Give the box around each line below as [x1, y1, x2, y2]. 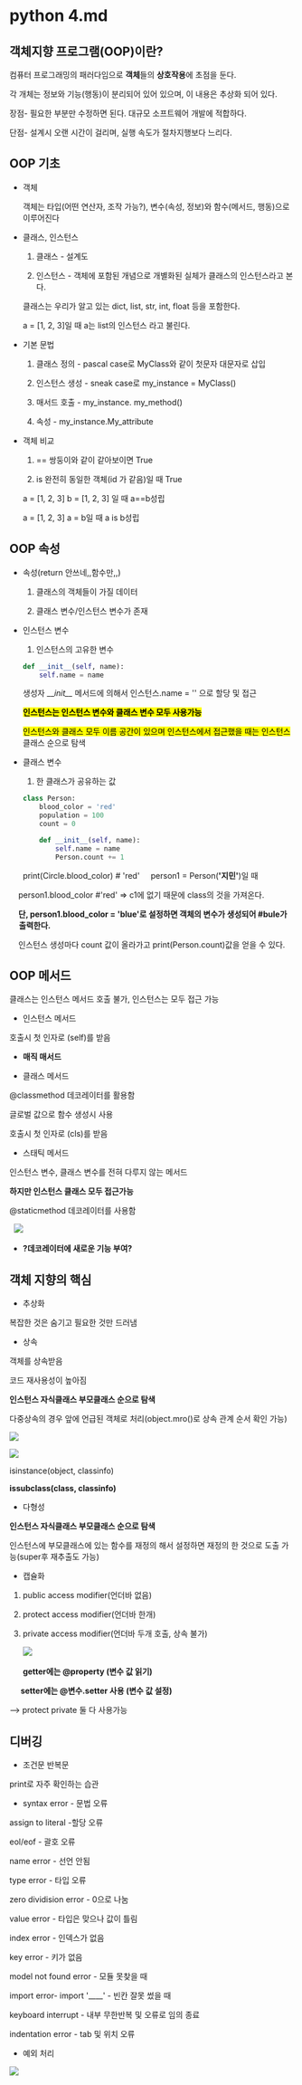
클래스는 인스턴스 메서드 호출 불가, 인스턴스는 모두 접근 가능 [9, 994, 220, 1004]
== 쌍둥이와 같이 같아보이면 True [35, 454, 154, 465]
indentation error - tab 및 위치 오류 [9, 2028, 136, 2039]
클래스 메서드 [22, 1071, 70, 1081]
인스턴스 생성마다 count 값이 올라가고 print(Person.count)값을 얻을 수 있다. [17, 938, 286, 950]
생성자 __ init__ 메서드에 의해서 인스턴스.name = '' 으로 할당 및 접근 [22, 688, 258, 699]
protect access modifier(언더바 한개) [22, 1609, 156, 1620]
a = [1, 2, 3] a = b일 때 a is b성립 [22, 512, 140, 523]
